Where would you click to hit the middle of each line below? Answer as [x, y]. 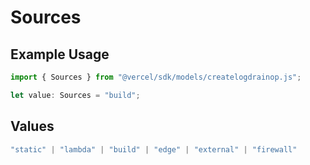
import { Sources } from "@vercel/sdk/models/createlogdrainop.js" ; [156, 77]
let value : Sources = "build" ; [75, 95]
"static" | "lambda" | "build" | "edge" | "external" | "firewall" [154, 149]
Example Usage [60, 54]
